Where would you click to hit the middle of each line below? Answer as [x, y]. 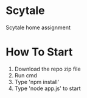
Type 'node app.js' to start [47, 88]
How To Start [39, 52]
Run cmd [26, 75]
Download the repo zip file [47, 69]
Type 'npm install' [37, 82]
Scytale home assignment [38, 27]
